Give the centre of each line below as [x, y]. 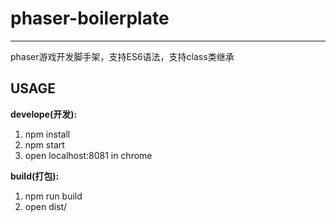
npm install [47, 134]
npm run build [53, 196]
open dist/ [46, 206]
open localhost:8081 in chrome [88, 155]
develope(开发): [44, 114]
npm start [44, 144]
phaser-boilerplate [90, 18]
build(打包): [35, 176]
